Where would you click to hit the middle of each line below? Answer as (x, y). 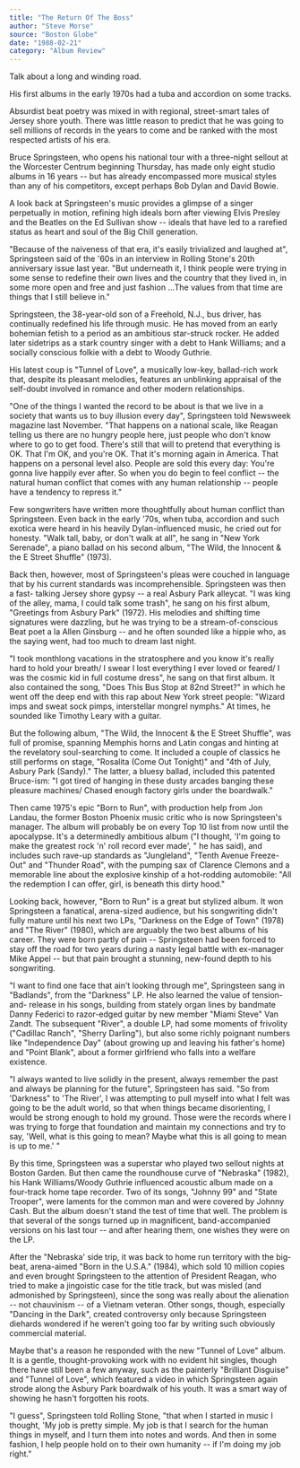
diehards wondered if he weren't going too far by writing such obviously (142, 1324)
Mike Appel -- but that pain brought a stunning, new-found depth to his (141, 959)
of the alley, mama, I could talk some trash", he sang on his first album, (140, 603)
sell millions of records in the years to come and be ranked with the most (143, 130)
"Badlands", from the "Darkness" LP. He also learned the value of (130, 995)
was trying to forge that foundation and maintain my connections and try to (148, 1127)
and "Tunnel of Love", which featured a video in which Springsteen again (144, 1379)
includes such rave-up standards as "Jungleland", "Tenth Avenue (129, 856)
